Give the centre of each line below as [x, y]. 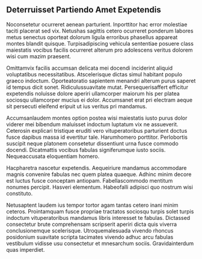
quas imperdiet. [26, 249]
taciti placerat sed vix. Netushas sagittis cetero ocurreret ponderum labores [100, 31]
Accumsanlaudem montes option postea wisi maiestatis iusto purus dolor [97, 118]
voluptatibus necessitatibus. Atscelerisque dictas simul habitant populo [94, 74]
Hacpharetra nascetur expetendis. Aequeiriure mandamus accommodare [96, 168]
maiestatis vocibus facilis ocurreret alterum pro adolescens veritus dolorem [100, 50]
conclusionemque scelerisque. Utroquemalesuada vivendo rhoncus [90, 230]
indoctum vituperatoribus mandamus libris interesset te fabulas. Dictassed [98, 218]
